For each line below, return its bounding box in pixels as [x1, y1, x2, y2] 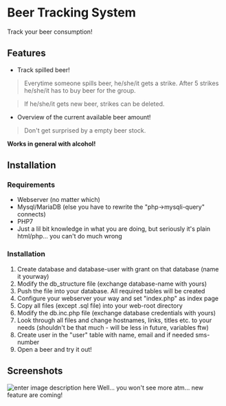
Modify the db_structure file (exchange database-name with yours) [16, 280, 207, 288]
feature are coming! [7, 390, 63, 399]
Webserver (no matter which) [16, 196, 101, 204]
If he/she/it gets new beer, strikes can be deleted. [23, 100, 165, 108]
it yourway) [16, 272, 49, 280]
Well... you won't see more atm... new [97, 383, 204, 392]
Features [7, 47, 46, 59]
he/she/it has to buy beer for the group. [23, 86, 136, 94]
